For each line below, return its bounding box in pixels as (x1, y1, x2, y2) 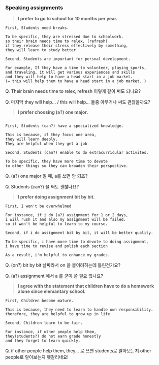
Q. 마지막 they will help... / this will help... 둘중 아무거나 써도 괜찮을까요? (5, 99, 151, 105)
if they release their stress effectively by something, (5, 43, 129, 48)
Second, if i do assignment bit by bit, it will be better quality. (5, 230, 153, 236)
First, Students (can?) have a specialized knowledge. (5, 123, 124, 128)
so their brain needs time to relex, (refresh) (5, 39, 108, 44)
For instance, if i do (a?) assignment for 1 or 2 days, (5, 213, 129, 218)
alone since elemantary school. (17, 288, 86, 294)
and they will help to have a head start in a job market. (5, 74, 133, 80)
